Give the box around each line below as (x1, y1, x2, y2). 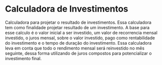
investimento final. (5, 55, 42, 61)
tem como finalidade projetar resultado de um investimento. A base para (5, 24, 150, 30)
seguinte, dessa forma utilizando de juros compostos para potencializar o (5, 50, 152, 56)
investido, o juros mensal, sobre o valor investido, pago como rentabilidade (5, 35, 155, 41)
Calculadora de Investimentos (5, 3, 129, 15)
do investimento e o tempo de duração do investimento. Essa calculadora (5, 40, 152, 46)
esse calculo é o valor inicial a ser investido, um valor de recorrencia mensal (5, 30, 158, 35)
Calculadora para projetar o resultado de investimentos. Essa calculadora (5, 19, 152, 25)
